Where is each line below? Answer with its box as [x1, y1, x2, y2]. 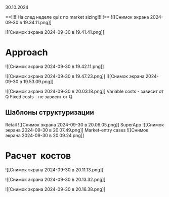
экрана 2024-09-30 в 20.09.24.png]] [5, 132, 85, 138]
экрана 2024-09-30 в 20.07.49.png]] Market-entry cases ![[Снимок [5, 127, 149, 133]
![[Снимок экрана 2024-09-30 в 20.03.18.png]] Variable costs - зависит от [5, 88, 164, 94]
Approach [5, 47, 48, 58]
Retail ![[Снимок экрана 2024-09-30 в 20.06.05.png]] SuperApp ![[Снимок [5, 121, 164, 127]
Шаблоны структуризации [5, 108, 95, 117]
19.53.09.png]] [23, 78, 54, 85]
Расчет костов [5, 150, 71, 161]
